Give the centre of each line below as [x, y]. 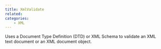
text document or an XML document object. [48, 42]
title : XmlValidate [25, 9]
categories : [17, 18]
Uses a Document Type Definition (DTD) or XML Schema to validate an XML [80, 37]
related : [14, 14]
